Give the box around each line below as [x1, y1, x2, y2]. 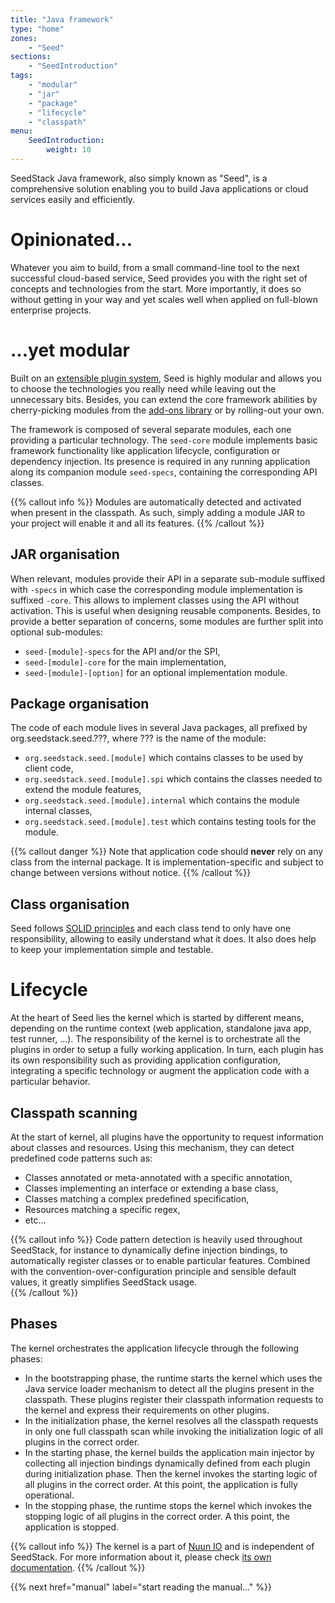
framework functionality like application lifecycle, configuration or [10, 444, 281, 456]
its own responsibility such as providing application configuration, [10, 1054, 282, 1066]
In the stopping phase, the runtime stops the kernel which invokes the [24, 1499, 313, 1511]
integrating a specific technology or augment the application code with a [10, 1065, 310, 1077]
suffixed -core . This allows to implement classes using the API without [10, 594, 300, 606]
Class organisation [10, 896, 130, 913]
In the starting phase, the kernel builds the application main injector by [24, 1446, 315, 1458]
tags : [10, 71, 33, 81]
